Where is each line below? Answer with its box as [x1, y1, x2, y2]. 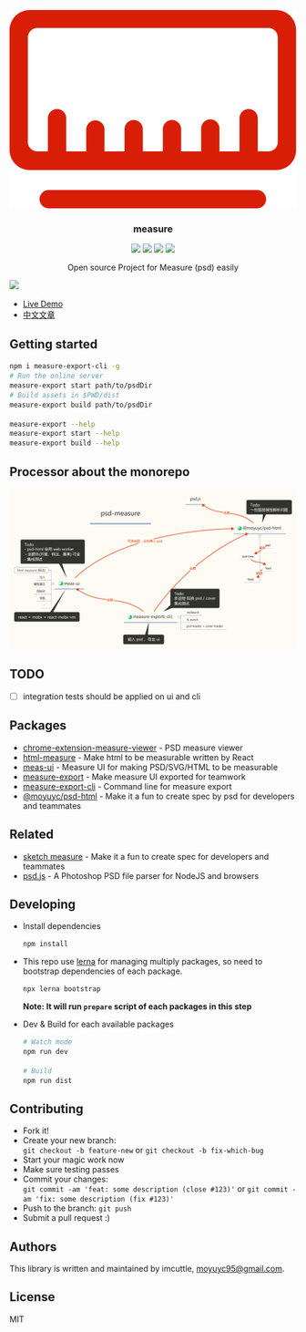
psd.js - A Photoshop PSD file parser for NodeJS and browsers [22, 870, 260, 881]
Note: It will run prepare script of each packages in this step [22, 1001, 252, 1012]
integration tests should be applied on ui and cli [22, 690, 201, 702]
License [9, 1289, 56, 1305]
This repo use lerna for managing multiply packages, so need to [22, 956, 263, 967]
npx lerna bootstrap [22, 985, 101, 994]
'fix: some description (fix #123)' [35, 1195, 175, 1204]
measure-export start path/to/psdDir [9, 381, 153, 390]
